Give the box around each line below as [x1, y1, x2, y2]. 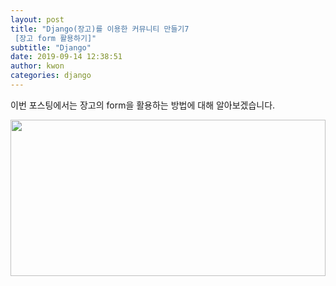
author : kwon [10, 61, 65, 71]
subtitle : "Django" [10, 42, 92, 53]
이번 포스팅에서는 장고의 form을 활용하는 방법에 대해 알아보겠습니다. [10, 99, 276, 111]
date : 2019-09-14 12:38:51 [10, 52, 123, 62]
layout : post [10, 14, 65, 25]
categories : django [10, 71, 92, 81]
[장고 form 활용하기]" [14, 33, 97, 43]
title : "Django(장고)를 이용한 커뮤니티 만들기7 [10, 24, 190, 34]
